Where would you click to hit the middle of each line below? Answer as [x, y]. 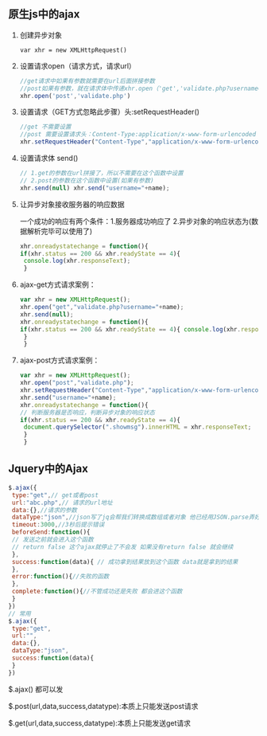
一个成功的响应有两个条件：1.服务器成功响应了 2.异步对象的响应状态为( [135, 221]
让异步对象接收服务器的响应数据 [72, 204]
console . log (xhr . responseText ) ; [77, 261]
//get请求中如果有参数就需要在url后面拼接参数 [87, 81]
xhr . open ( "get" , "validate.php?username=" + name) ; [102, 307]
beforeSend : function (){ [51, 532]
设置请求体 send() [49, 159]
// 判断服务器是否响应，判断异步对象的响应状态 [87, 413]
